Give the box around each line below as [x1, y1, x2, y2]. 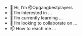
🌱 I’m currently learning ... [9, 15, 63, 20]
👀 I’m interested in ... [9, 10, 52, 16]
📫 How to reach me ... [9, 26, 56, 31]
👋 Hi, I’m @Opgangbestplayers [9, 5, 73, 10]
